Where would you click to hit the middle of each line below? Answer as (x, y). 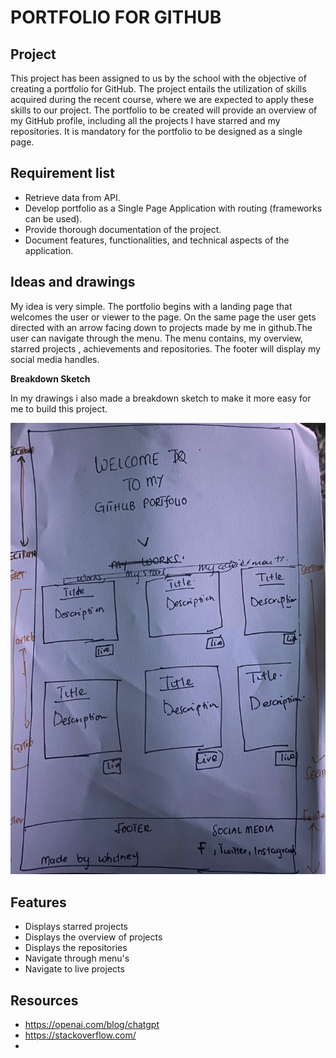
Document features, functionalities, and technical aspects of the (157, 240)
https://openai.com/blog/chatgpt (92, 1025)
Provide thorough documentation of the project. (123, 229)
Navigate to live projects (74, 969)
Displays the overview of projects (93, 937)
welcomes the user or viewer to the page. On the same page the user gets (163, 317)
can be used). (53, 218)
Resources (44, 1000)
